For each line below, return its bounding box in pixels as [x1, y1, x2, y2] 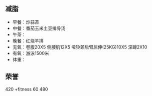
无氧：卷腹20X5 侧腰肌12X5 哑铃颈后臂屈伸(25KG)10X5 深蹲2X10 [12, 44, 147, 50]
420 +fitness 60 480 [5, 86, 48, 92]
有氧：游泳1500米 [12, 50, 49, 56]
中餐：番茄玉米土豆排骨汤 [12, 25, 66, 31]
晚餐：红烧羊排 [12, 37, 44, 43]
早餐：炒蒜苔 [12, 19, 39, 25]
